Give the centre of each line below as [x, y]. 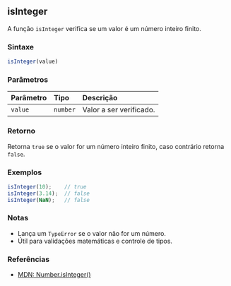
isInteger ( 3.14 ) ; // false [49, 193]
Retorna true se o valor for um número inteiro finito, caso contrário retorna [116, 146]
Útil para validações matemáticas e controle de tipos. [95, 241]
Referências [29, 259]
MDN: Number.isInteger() [54, 275]
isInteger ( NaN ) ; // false [49, 200]
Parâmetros [28, 79]
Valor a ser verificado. [119, 110]
